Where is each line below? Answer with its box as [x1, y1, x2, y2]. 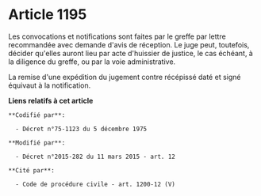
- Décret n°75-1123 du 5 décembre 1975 [15, 125, 148, 133]
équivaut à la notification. [8, 81, 91, 90]
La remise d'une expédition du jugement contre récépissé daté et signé [8, 72, 241, 81]
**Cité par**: [8, 166, 56, 175]
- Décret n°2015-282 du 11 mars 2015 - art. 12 [15, 153, 176, 160]
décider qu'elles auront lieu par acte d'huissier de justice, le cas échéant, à [8, 48, 254, 58]
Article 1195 [8, 6, 87, 24]
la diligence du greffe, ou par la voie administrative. [8, 57, 176, 66]
